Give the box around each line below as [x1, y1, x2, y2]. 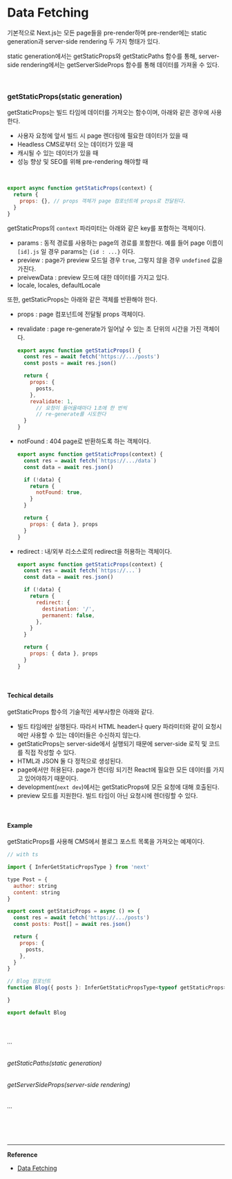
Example [7, 821, 33, 829]
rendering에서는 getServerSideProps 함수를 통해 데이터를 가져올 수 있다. [20, 60, 220, 68]
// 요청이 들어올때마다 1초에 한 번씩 [35, 405, 128, 411]
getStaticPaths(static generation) [7, 1059, 102, 1067]
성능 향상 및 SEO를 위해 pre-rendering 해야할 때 [17, 158, 148, 166]
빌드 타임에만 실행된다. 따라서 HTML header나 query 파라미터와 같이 [17, 722, 204, 730]
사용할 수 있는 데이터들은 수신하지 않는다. [30, 731, 142, 739]
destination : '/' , [42, 605, 95, 613]
